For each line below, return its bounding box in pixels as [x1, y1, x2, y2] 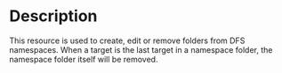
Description [9, 6, 98, 26]
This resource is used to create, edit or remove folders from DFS [9, 35, 246, 46]
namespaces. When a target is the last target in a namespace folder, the [9, 44, 273, 55]
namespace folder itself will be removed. [9, 54, 158, 64]
